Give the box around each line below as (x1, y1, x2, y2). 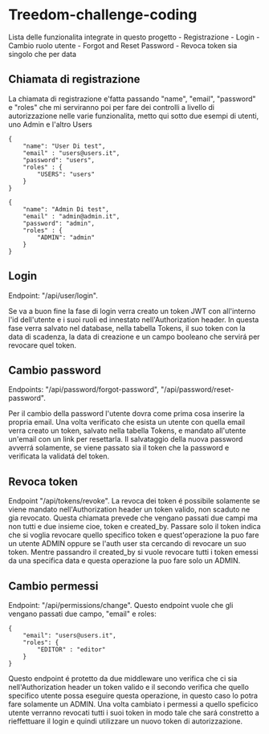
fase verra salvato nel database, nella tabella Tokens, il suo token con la (8, 323, 247, 332)
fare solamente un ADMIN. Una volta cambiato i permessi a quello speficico (8, 699, 259, 708)
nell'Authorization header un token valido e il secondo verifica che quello (8, 683, 249, 691)
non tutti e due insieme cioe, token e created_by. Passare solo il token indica (8, 522, 261, 532)
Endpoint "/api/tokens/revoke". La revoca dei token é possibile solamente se (8, 496, 261, 506)
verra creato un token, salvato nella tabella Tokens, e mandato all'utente (8, 426, 247, 435)
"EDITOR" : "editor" (37, 646, 106, 654)
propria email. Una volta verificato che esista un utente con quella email (8, 418, 246, 427)
